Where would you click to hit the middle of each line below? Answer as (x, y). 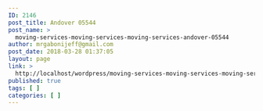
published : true (34, 81)
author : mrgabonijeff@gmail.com (61, 45)
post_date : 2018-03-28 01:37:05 (61, 52)
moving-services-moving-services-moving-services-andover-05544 (122, 37)
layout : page (29, 59)
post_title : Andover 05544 (52, 23)
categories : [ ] (34, 95)
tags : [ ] (24, 88)
